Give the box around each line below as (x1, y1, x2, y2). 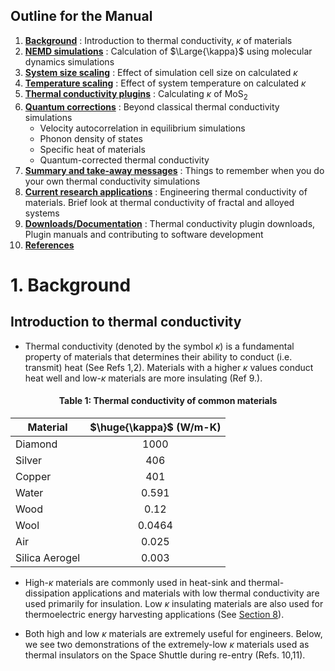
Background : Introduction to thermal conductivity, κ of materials (24, 34, 293, 46)
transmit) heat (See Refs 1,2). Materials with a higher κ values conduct (24, 361, 314, 373)
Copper (15, 469, 52, 483)
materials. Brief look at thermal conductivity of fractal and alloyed (24, 196, 295, 208)
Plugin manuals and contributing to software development (24, 228, 264, 240)
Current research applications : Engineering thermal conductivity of (24, 185, 308, 198)
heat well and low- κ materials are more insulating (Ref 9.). (24, 372, 263, 384)
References (24, 239, 75, 251)
